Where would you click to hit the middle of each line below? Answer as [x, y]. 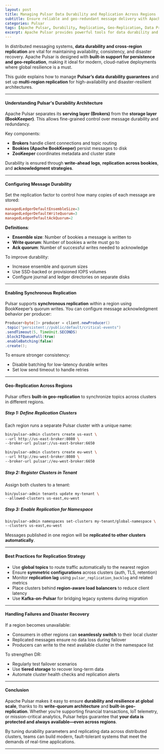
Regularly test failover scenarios [44, 664]
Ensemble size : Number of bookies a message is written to [72, 237]
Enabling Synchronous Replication [41, 292]
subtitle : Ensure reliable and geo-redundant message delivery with [76, 19]
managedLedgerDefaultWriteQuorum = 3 [41, 214]
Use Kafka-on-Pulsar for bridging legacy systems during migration [80, 598]
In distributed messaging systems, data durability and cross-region [74, 46]
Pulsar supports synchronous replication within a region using [68, 304]
